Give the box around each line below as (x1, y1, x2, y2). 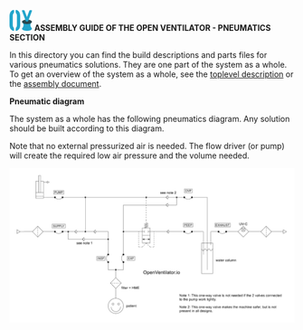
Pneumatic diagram (9, 96, 85, 107)
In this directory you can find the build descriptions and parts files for (9, 50, 268, 60)
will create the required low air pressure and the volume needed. (9, 150, 251, 161)
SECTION (9, 33, 45, 42)
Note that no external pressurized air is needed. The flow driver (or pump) (9, 141, 285, 151)
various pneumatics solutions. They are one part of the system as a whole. (9, 60, 288, 70)
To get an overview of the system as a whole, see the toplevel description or (9, 69, 294, 80)
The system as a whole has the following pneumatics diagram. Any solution (9, 114, 290, 124)
